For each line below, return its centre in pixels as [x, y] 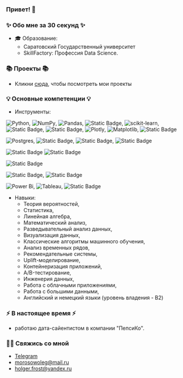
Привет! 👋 [21, 9]
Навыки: [25, 198]
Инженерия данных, [49, 279]
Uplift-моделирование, [52, 260]
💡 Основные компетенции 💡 [48, 99]
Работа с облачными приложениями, [70, 285]
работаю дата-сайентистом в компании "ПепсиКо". [79, 328]
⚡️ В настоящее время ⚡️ [41, 313]
